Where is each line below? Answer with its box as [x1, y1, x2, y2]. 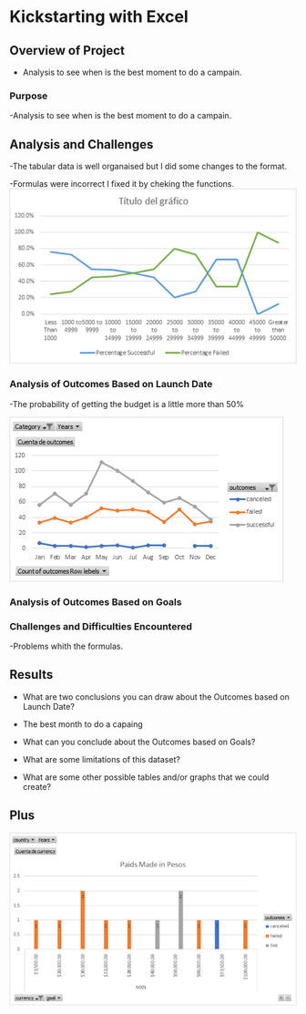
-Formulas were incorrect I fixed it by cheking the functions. [9, 179, 235, 189]
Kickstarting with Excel [9, 6, 189, 27]
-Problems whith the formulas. [9, 640, 124, 651]
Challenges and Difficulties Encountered [9, 620, 193, 632]
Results [9, 667, 54, 682]
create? [22, 781, 52, 792]
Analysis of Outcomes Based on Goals [9, 595, 182, 608]
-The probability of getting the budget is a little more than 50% [9, 398, 244, 409]
